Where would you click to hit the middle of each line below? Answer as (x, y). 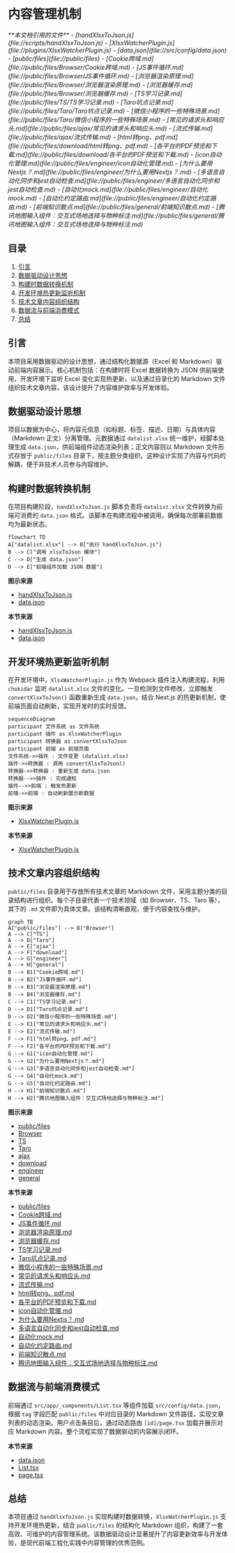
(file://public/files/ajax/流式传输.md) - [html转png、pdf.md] (93, 137)
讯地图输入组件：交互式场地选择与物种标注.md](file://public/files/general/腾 (116, 215)
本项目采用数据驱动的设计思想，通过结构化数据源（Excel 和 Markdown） (112, 361)
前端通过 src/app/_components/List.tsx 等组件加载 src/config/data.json (113, 1405)
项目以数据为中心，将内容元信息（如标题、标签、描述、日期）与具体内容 (112, 429)
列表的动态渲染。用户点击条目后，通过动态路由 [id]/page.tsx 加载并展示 (112, 1422)
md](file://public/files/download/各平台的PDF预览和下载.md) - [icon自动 (119, 154)
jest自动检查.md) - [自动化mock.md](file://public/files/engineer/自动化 (108, 189)
